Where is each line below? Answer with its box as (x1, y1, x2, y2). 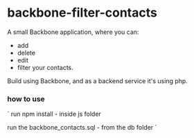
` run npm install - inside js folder (7, 110, 102, 119)
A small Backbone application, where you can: (7, 28, 139, 36)
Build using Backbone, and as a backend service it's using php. (7, 76, 188, 85)
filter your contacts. (17, 63, 74, 71)
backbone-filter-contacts (7, 5, 157, 21)
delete (17, 49, 36, 57)
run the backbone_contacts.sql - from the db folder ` (7, 123, 157, 132)
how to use (7, 94, 45, 103)
